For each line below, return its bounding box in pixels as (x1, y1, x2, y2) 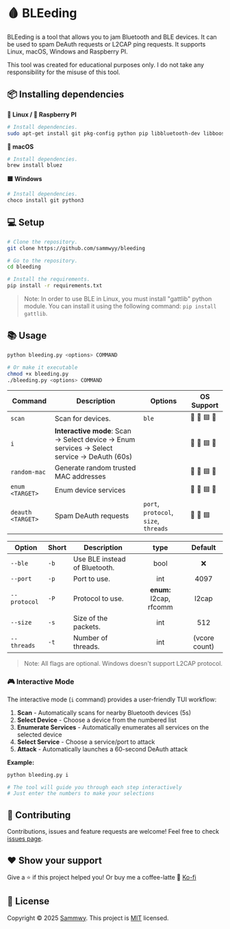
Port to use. (73, 574, 111, 583)
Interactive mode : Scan (54, 426, 131, 436)
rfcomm (147, 603, 173, 612)
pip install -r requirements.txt (7, 282, 103, 289)
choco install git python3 (7, 197, 84, 204)
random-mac (10, 468, 46, 476)
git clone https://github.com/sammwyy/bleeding (7, 245, 146, 252)
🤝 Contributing (7, 809, 71, 821)
